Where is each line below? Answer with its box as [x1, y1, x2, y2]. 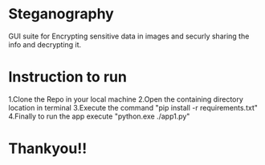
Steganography [8, 5, 114, 23]
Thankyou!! [8, 139, 88, 158]
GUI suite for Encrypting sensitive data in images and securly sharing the [8, 31, 250, 41]
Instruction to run [8, 68, 127, 87]
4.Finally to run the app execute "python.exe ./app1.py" [8, 111, 190, 121]
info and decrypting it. [8, 39, 82, 49]
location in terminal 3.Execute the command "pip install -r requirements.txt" [8, 103, 259, 112]
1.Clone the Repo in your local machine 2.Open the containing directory [8, 94, 243, 104]
